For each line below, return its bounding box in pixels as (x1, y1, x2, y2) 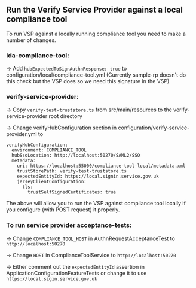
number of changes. (6, 36, 56, 44)
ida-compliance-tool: (6, 51, 70, 59)
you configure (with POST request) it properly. (6, 206, 120, 213)
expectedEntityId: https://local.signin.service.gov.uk (17, 174, 160, 180)
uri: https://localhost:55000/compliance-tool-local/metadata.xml (17, 163, 186, 169)
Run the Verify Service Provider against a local (6, 5, 183, 15)
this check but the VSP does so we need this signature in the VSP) (6, 78, 170, 85)
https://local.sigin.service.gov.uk (6, 275, 97, 282)
